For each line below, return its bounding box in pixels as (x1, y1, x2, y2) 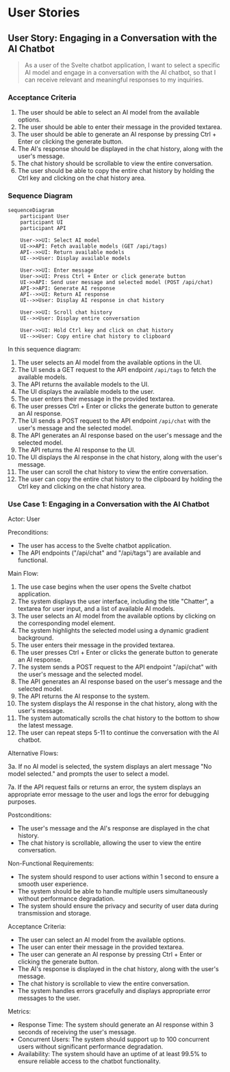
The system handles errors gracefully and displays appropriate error (17, 986, 211, 994)
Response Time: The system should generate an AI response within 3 (17, 1021, 214, 1029)
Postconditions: (8, 811, 52, 819)
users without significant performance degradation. (17, 1042, 164, 1051)
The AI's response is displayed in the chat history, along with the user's (17, 964, 219, 972)
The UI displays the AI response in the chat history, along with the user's (17, 453, 222, 461)
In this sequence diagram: (8, 345, 81, 353)
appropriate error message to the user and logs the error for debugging (8, 790, 209, 798)
